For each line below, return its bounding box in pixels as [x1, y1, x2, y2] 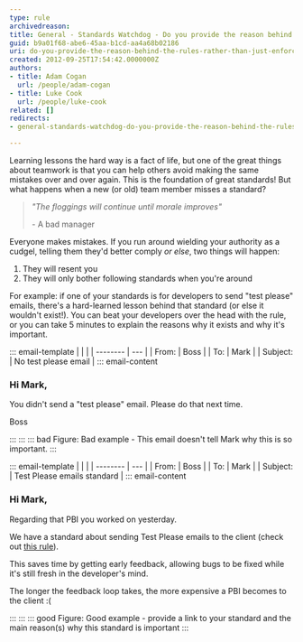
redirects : [9, 114, 50, 123]
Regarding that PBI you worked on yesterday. [9, 514, 178, 525]
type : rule [9, 13, 50, 23]
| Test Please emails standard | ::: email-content [9, 470, 187, 481]
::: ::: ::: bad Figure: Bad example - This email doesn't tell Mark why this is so [9, 434, 293, 445]
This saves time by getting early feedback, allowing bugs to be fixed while [9, 558, 285, 569]
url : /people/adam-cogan [17, 80, 111, 89]
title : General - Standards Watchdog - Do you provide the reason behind [9, 30, 293, 39]
